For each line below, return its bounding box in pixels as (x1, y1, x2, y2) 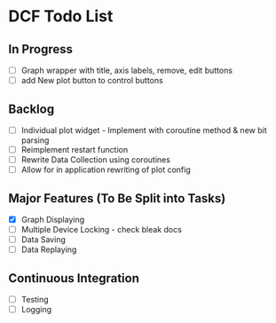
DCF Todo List (8, 6, 114, 27)
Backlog (8, 101, 55, 116)
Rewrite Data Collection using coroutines (20, 154, 170, 165)
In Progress (8, 42, 73, 57)
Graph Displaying (20, 215, 85, 225)
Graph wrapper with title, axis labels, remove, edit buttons (20, 65, 233, 75)
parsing (20, 135, 50, 146)
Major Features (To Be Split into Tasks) (8, 191, 226, 206)
